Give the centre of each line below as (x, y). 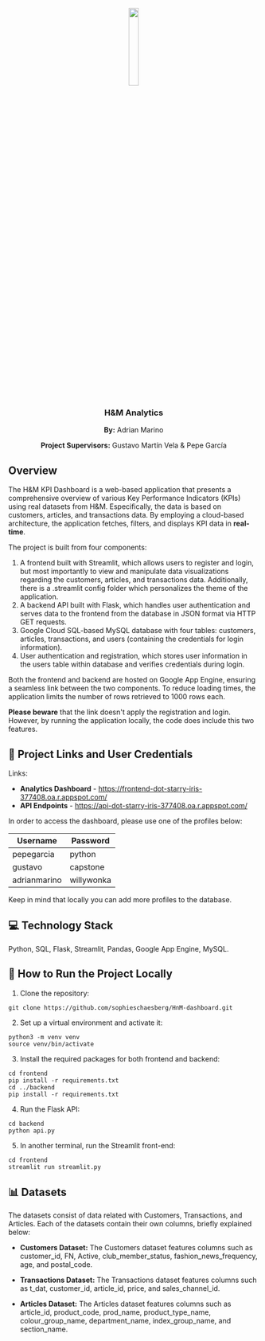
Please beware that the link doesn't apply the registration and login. (119, 712)
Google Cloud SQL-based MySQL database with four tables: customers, (138, 631)
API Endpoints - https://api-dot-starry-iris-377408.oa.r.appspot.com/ (134, 805)
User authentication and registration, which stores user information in (134, 656)
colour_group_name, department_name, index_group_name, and (125, 1321)
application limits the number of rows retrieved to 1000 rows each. (117, 697)
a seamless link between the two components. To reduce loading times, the (132, 688)
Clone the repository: (55, 993)
